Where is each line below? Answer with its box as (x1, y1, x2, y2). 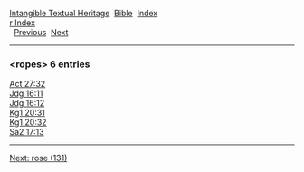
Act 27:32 (9, 79, 46, 90)
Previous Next (13, 27, 69, 37)
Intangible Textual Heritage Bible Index (9, 8, 158, 18)
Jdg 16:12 (9, 98, 45, 109)
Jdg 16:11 (9, 88, 43, 99)
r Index (9, 17, 36, 28)
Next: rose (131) (9, 153, 68, 164)
